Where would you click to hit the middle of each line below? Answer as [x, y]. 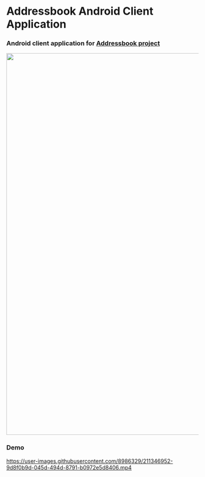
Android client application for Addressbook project [83, 43]
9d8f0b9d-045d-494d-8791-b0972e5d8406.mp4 [69, 467]
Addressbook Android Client [80, 11]
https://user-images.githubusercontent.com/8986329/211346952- [90, 461]
